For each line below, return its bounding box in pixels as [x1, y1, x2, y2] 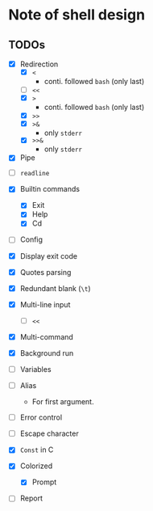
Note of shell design [8, 6, 146, 24]
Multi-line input [19, 299, 71, 309]
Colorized [19, 461, 53, 471]
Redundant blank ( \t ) [19, 283, 91, 293]
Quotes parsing [19, 267, 72, 277]
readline [19, 170, 50, 178]
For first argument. [31, 397, 94, 407]
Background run [19, 348, 74, 357]
